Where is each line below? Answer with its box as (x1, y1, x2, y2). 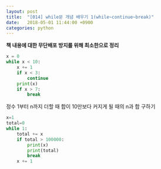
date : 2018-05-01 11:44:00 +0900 (6, 19, 93, 25)
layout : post (6, 8, 38, 15)
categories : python (6, 25, 54, 31)
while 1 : (6, 126, 28, 131)
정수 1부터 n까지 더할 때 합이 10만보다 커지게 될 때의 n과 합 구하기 (6, 103, 156, 110)
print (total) (27, 147, 59, 153)
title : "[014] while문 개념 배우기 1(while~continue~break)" (6, 14, 155, 20)
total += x (16, 131, 43, 137)
